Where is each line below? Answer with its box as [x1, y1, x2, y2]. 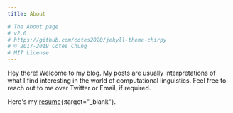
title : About [7, 10, 46, 18]
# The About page [7, 23, 59, 30]
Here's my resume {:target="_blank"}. [7, 97, 116, 106]
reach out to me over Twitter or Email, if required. [7, 84, 151, 92]
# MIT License [7, 49, 50, 56]
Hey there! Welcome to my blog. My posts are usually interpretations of [7, 69, 216, 77]
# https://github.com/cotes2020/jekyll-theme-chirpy [7, 36, 167, 43]
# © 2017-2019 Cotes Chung [7, 43, 87, 50]
